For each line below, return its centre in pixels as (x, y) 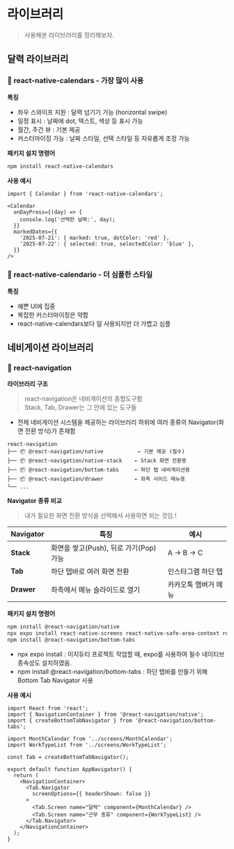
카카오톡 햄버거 (191, 585)
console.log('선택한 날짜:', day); (68, 219)
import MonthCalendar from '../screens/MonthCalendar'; (90, 739)
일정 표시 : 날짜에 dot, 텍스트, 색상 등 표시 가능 (80, 121)
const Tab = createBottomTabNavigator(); (68, 758)
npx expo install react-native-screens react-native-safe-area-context (113, 633)
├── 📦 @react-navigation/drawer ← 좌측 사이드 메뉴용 (96, 479)
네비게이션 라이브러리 (50, 348)
